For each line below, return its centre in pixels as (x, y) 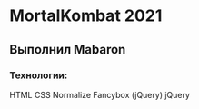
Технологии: (39, 75)
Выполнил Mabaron (68, 50)
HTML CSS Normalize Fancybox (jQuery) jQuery (100, 94)
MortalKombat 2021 (86, 16)
